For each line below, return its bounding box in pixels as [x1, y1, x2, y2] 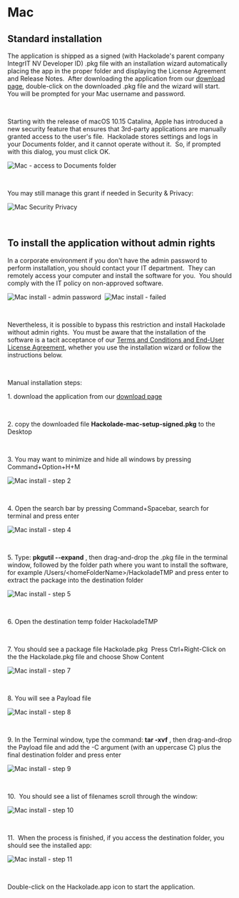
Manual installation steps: [7, 378, 83, 387]
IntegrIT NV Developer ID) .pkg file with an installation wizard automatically [7, 59, 228, 68]
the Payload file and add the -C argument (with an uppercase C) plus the [7, 743, 221, 751]
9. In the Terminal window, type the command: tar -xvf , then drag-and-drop [7, 735, 232, 744]
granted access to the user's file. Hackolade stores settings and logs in [7, 133, 218, 141]
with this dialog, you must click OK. [7, 148, 111, 155]
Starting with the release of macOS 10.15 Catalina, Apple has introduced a [7, 117, 223, 126]
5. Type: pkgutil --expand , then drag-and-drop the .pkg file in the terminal [7, 553, 228, 561]
